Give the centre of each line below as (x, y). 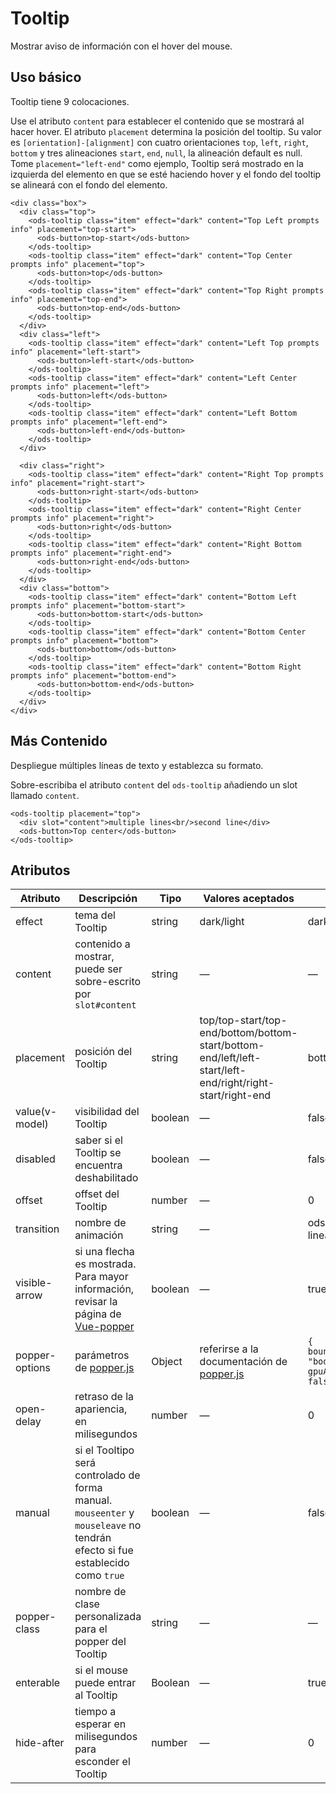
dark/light (222, 922)
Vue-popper (104, 1327)
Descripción (108, 899)
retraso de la (104, 1397)
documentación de (243, 1362)
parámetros (102, 1355)
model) (32, 1124)
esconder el (102, 1762)
